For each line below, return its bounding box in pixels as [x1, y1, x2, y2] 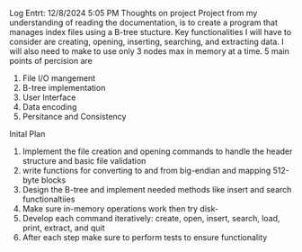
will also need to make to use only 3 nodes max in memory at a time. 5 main [9, 46, 290, 57]
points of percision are [9, 56, 93, 66]
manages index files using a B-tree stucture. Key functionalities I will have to [9, 27, 292, 37]
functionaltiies [22, 193, 75, 204]
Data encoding [22, 102, 77, 112]
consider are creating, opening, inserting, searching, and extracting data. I [9, 36, 285, 47]
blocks [40, 175, 67, 185]
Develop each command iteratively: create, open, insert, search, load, [22, 213, 280, 223]
